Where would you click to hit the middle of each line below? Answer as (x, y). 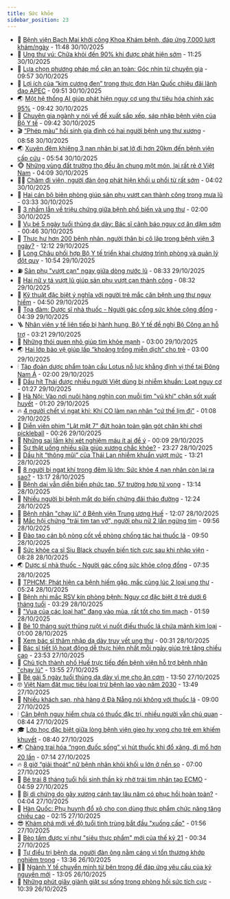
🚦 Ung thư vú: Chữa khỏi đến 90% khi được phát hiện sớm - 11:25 (109, 54)
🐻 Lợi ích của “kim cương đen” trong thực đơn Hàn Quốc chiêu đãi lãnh (117, 83)
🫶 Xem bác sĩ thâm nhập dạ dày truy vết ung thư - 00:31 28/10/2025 (113, 641)
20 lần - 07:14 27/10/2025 (54, 757)
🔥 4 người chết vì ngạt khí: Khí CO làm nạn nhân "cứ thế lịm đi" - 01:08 (116, 410)
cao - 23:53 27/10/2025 (50, 655)
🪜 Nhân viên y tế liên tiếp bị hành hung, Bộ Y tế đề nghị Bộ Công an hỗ (118, 324)
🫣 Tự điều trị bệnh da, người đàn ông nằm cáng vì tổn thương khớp (111, 852)
